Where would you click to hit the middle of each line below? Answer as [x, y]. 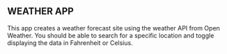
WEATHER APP [41, 11]
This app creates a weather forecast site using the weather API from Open [114, 28]
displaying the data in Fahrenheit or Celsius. [70, 43]
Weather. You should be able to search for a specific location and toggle [111, 35]
